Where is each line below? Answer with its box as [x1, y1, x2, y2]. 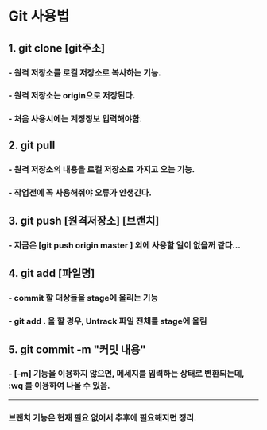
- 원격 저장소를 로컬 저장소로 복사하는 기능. [8, 67, 161, 78]
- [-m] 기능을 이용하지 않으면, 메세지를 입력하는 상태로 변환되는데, [8, 368, 245, 379]
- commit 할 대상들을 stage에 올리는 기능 [8, 293, 159, 304]
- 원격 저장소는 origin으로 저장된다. [8, 90, 136, 102]
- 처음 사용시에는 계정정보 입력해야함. [8, 113, 143, 125]
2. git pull [8, 138, 56, 152]
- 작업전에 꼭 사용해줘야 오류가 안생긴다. [8, 187, 153, 198]
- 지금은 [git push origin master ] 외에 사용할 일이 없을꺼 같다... [8, 240, 241, 251]
